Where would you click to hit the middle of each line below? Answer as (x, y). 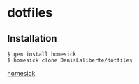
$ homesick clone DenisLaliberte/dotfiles (70, 60)
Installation (32, 39)
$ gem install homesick (42, 54)
